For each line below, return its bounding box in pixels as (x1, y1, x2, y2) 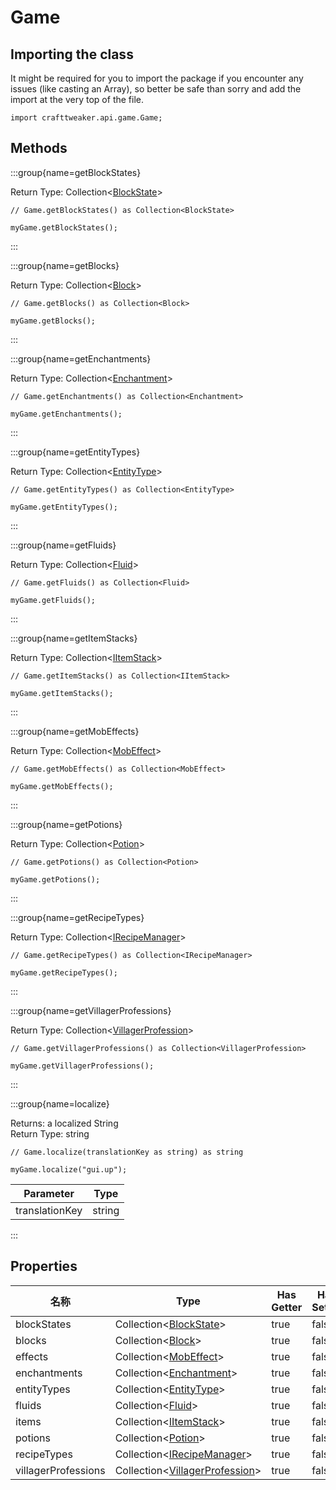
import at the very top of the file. (10, 94, 144, 105)
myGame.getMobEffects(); (10, 781, 114, 791)
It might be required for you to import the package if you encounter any (10, 72, 304, 84)
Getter (271, 1300, 303, 1314)
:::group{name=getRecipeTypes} (10, 911, 145, 923)
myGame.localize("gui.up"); (10, 1164, 128, 1175)
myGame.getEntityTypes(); (10, 502, 118, 512)
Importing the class (10, 46, 134, 63)
